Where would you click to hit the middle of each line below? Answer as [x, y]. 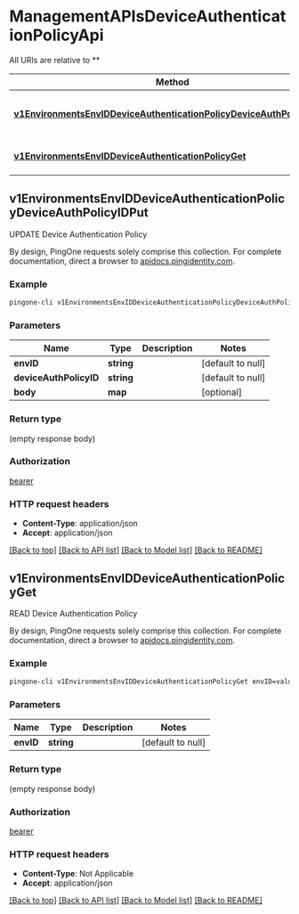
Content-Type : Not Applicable [78, 874]
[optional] [222, 392]
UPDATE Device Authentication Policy [78, 234]
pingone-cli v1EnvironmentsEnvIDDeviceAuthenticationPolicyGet [129, 682]
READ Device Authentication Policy [73, 613]
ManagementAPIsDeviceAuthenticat [148, 16]
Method [172, 82]
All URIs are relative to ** [55, 60]
